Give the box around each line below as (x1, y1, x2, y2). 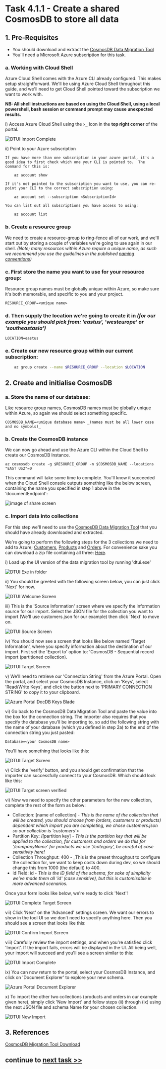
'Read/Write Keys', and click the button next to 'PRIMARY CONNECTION (5, 684, 152, 690)
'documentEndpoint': (5, 491, 48, 497)
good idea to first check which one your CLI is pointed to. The (5, 160, 145, 165)
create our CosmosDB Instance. (5, 452, 70, 458)
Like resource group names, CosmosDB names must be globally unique (5, 405, 151, 411)
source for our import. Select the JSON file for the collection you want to (5, 608, 153, 614)
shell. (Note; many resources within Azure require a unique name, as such (5, 245, 157, 251)
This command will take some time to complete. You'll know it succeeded (5, 475, 155, 481)
